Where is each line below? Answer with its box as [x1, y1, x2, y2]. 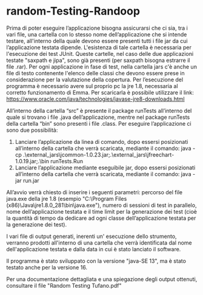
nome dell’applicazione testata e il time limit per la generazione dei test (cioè [6, 208, 197, 215]
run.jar [23, 177, 39, 184]
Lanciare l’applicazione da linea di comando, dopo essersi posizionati [15, 138, 188, 145]
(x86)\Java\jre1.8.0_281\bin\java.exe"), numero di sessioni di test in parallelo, [6, 202, 197, 209]
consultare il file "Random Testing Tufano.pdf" [6, 282, 122, 289]
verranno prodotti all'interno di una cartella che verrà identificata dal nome [6, 239, 192, 246]
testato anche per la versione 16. [6, 263, 88, 271]
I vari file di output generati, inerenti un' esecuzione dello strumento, [6, 232, 177, 240]
